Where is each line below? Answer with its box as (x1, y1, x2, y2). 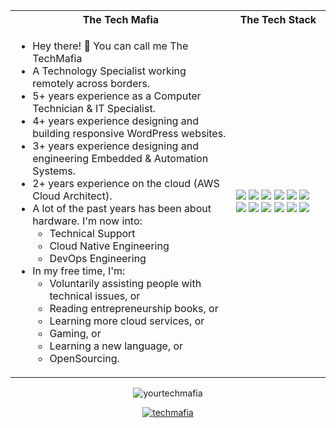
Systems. (32, 164, 77, 178)
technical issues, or (49, 289, 141, 303)
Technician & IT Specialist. (32, 102, 156, 115)
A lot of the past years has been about (32, 202, 212, 215)
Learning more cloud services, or (49, 314, 205, 328)
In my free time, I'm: (32, 264, 126, 278)
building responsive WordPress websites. (32, 127, 227, 140)
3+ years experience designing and (32, 139, 199, 153)
